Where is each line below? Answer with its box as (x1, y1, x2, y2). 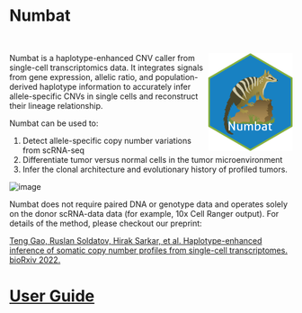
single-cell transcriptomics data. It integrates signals (9, 62, 204, 73)
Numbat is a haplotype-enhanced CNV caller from (9, 52, 195, 63)
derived (9, 81, 38, 92)
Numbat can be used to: (9, 118, 99, 129)
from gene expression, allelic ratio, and (9, 71, 154, 82)
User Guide (9, 286, 95, 307)
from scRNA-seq (22, 145, 85, 156)
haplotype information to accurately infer (39, 81, 191, 92)
